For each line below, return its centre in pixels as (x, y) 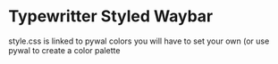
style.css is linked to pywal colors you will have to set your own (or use (139, 41)
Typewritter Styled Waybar (111, 16)
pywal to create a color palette (64, 50)
